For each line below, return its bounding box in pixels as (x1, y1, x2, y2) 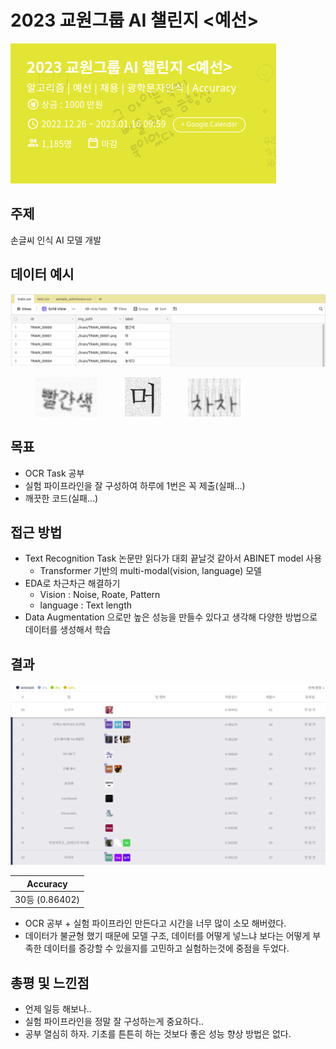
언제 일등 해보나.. (24, 1003, 92, 1015)
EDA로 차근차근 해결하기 (24, 577, 121, 590)
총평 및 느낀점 (10, 974, 90, 991)
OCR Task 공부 (24, 467, 85, 479)
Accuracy (26, 877, 68, 890)
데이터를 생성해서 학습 (24, 624, 112, 636)
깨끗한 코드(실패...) (24, 492, 99, 504)
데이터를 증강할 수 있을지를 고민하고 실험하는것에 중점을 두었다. (43, 942, 290, 955)
